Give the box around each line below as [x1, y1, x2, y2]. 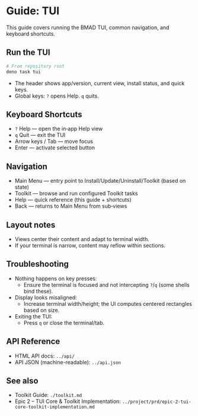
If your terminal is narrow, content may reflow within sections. [14, 242, 166, 249]
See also [6, 376, 39, 386]
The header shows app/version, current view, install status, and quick [14, 79, 185, 87]
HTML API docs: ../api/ [14, 352, 75, 359]
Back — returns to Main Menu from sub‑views [14, 202, 127, 209]
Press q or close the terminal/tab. [23, 319, 105, 326]
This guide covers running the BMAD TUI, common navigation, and [6, 24, 170, 31]
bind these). [23, 287, 53, 295]
